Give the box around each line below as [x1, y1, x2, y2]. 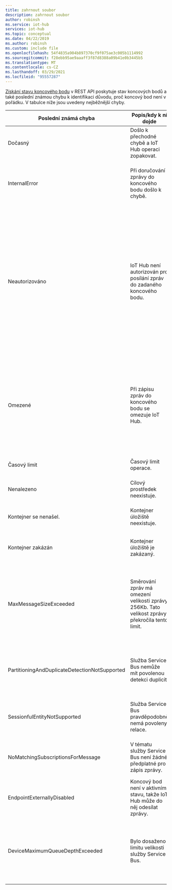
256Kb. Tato [130, 603, 160, 610]
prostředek [130, 485, 157, 492]
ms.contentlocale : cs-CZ [5, 65, 58, 70]
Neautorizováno [8, 278, 47, 285]
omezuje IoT [130, 411, 160, 418]
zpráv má [130, 584, 153, 591]
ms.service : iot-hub [5, 22, 50, 27]
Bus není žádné [130, 754, 167, 761]
